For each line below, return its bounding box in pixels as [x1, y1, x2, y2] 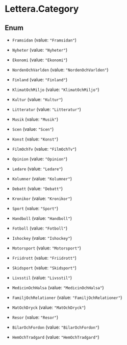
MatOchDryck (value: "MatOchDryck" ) [12, 305, 86, 310]
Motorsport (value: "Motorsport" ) [12, 245, 81, 251]
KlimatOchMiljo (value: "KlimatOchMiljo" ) [12, 86, 100, 93]
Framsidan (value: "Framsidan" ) [12, 37, 77, 43]
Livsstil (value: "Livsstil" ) [12, 274, 72, 281]
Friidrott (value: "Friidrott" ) [12, 255, 77, 261]
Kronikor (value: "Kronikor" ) [12, 195, 72, 201]
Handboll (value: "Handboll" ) [12, 215, 72, 221]
